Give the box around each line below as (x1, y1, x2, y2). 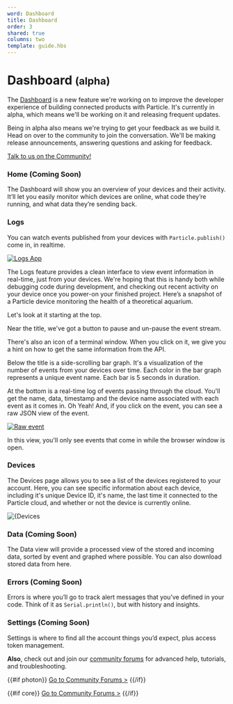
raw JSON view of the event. (7, 408, 90, 417)
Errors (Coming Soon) (7, 577, 82, 587)
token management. (7, 641, 65, 649)
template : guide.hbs (7, 42, 67, 49)
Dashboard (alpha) (7, 72, 111, 88)
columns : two (7, 36, 45, 43)
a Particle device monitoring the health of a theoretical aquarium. (7, 297, 193, 305)
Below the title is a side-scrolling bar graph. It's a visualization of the (7, 358, 203, 367)
